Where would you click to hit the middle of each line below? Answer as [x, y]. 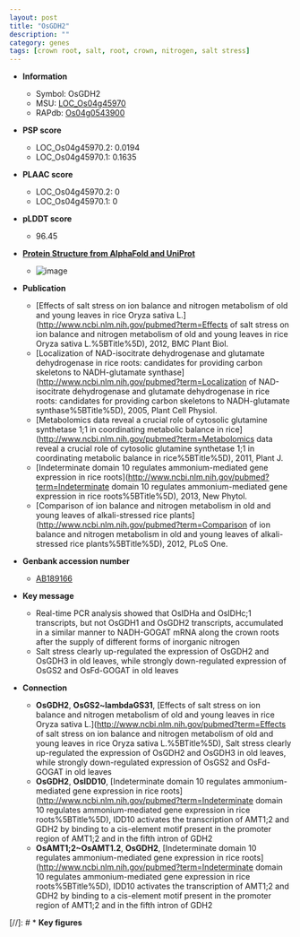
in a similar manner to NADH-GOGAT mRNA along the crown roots [157, 632]
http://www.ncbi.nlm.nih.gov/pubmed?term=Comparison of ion [155, 525]
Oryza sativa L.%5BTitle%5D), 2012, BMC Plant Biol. [132, 344]
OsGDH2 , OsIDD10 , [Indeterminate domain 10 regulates [138, 782]
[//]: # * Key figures [46, 923]
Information [45, 76]
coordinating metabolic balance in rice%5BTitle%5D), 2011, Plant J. [159, 458]
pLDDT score [47, 219]
